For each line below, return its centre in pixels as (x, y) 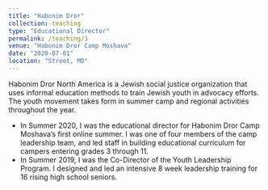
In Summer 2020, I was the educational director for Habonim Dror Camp (140, 125)
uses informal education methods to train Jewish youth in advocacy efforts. (134, 92)
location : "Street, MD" (48, 61)
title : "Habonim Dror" (46, 16)
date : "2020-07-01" (41, 53)
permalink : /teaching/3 (48, 38)
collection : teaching (45, 23)
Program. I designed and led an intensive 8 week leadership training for (139, 168)
